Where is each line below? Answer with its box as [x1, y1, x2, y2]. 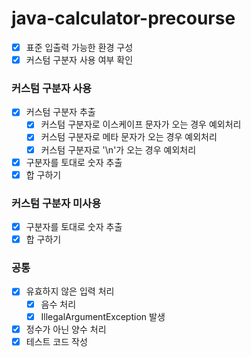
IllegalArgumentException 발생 [40, 310, 166, 322]
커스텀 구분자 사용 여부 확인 [25, 54, 134, 66]
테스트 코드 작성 [25, 335, 88, 347]
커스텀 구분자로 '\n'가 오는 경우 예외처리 [40, 143, 197, 156]
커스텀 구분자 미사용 [11, 196, 102, 210]
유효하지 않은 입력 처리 [25, 285, 115, 297]
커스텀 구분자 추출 [25, 106, 96, 118]
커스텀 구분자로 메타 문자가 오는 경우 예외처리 [40, 131, 218, 143]
